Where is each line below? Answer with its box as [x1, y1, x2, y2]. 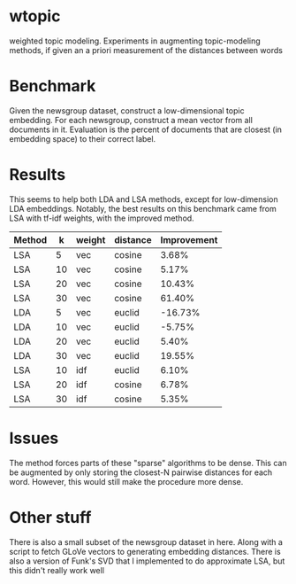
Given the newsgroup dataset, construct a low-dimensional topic [9, 105, 245, 116]
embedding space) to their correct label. [9, 133, 156, 144]
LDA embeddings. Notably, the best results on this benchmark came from [9, 203, 277, 214]
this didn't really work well [9, 565, 104, 575]
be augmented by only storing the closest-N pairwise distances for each [9, 467, 273, 478]
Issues [9, 428, 59, 448]
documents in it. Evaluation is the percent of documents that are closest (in [9, 124, 283, 135]
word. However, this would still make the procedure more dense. [9, 476, 244, 487]
